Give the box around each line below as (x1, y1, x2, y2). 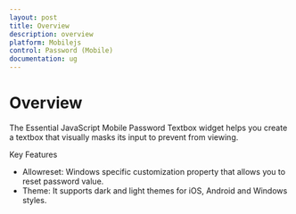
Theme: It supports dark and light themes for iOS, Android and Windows (21, 185, 288, 196)
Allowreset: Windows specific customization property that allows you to (21, 166, 286, 177)
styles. (21, 194, 47, 205)
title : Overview (9, 21, 70, 30)
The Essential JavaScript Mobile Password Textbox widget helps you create (9, 122, 288, 133)
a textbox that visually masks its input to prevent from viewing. (9, 131, 239, 143)
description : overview (9, 29, 94, 38)
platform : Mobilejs (9, 37, 82, 47)
